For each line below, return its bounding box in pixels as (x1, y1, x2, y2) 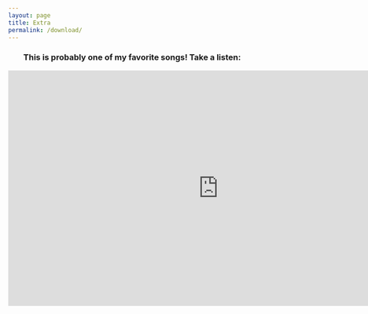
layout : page (8, 11, 51, 20)
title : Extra (8, 19, 51, 27)
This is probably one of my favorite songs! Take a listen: (23, 52, 241, 63)
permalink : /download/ (8, 26, 83, 34)
